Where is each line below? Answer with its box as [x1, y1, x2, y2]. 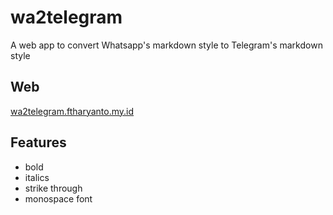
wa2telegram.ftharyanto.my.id [10, 105, 135, 117]
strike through [24, 182, 83, 194]
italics [24, 171, 50, 183]
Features [10, 134, 67, 151]
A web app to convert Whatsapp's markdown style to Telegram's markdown [10, 39, 323, 51]
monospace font [24, 192, 93, 205]
